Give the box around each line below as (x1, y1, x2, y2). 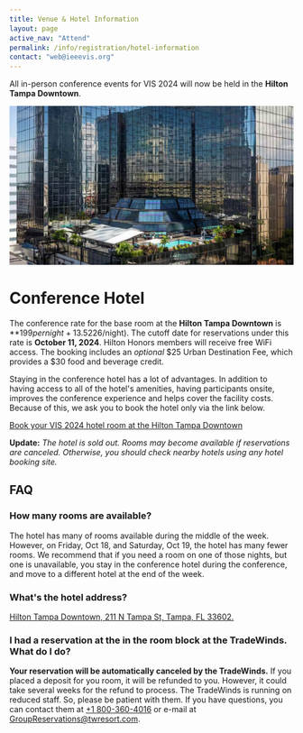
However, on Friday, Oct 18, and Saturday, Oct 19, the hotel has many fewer (9, 539, 289, 550)
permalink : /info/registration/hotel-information (9, 43, 200, 52)
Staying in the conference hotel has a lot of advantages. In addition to (9, 374, 268, 385)
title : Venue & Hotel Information (9, 14, 140, 23)
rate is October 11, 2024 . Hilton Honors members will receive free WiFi (9, 337, 272, 348)
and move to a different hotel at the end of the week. (9, 568, 205, 579)
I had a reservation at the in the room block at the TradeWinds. (9, 634, 288, 646)
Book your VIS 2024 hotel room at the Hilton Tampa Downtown (9, 420, 243, 431)
